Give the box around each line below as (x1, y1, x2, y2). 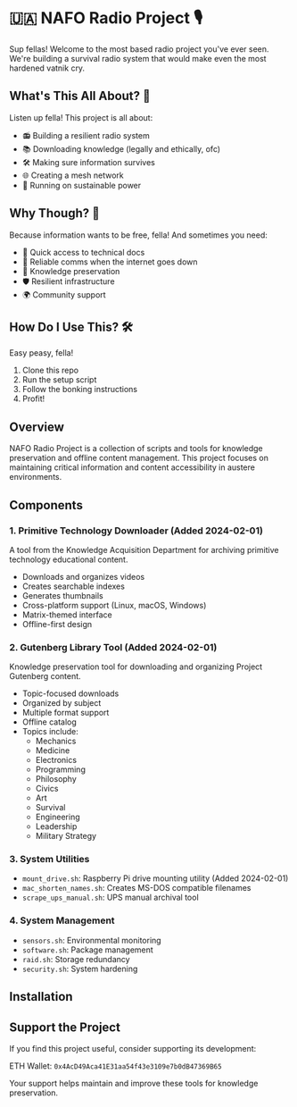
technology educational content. (9, 554, 128, 565)
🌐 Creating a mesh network (21, 170, 124, 180)
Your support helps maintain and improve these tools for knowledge (9, 1078, 259, 1088)
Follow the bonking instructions (21, 384, 138, 395)
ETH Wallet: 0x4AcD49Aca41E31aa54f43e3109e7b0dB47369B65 (9, 1061, 222, 1071)
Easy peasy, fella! (9, 348, 74, 358)
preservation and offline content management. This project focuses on (9, 453, 269, 464)
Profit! (21, 393, 45, 404)
